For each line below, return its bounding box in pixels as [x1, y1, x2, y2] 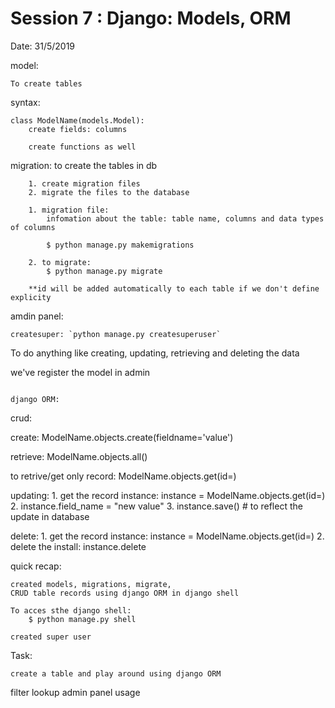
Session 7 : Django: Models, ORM [10, 7, 292, 30]
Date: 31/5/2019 [10, 40, 76, 52]
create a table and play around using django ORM [10, 668, 222, 679]
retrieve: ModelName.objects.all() [10, 450, 148, 462]
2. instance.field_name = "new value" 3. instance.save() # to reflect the [10, 500, 303, 512]
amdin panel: [10, 310, 64, 322]
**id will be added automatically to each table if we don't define [28, 283, 320, 294]
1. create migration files [28, 178, 141, 189]
